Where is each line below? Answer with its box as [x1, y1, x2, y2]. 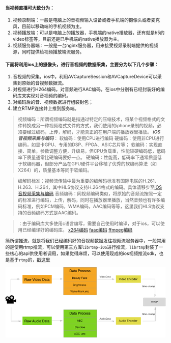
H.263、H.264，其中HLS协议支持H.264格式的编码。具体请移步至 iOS [17, 184, 162, 190]
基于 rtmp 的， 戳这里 [9, 257, 50, 263]
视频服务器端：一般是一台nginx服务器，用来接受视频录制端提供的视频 [12, 42, 158, 48]
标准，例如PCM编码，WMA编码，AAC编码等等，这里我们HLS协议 [22, 204, 160, 210]
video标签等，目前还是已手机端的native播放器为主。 [12, 36, 122, 42]
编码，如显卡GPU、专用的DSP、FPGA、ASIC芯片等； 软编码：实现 [17, 141, 158, 148]
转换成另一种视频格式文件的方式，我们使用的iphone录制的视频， [22, 123, 157, 129]
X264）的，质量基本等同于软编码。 [17, 167, 92, 173]
